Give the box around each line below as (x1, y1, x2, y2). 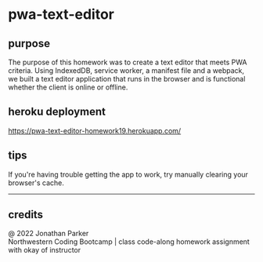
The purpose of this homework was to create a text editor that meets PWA (8, 57, 247, 67)
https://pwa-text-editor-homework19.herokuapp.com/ (8, 126, 182, 135)
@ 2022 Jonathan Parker (8, 229, 89, 238)
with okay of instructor (8, 246, 81, 255)
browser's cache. (8, 178, 65, 187)
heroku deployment (8, 105, 106, 118)
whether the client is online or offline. (8, 82, 128, 92)
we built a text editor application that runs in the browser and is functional (8, 75, 246, 83)
